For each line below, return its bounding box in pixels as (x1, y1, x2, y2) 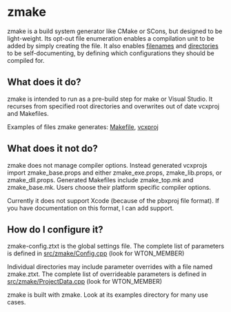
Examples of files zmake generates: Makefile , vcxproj (7, 122, 159, 131)
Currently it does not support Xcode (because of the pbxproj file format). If (7, 196, 219, 204)
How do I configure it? (7, 224, 103, 235)
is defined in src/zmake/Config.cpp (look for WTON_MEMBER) (7, 249, 185, 257)
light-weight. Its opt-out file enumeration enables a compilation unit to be (7, 34, 215, 42)
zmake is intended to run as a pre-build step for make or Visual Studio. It (7, 95, 213, 103)
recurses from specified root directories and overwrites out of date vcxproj (7, 101, 219, 110)
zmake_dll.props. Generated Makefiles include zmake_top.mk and (7, 175, 194, 184)
